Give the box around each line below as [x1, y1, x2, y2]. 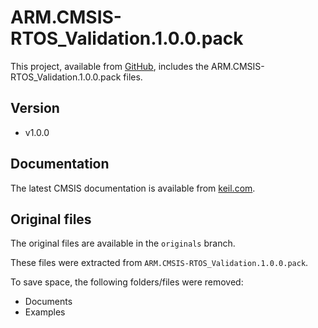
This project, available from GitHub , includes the [10, 60, 210, 72]
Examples [24, 306, 66, 318]
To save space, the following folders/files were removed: [10, 276, 244, 288]
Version [10, 100, 60, 117]
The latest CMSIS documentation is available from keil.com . [10, 182, 256, 194]
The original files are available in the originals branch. [10, 237, 236, 250]
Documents [24, 296, 73, 308]
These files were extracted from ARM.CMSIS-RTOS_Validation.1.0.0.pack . [10, 257, 309, 269]
